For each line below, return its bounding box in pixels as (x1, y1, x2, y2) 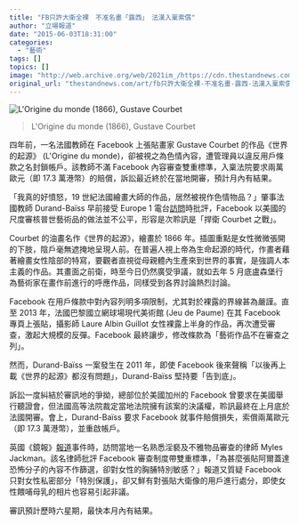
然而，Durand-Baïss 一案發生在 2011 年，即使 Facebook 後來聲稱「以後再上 (9, 359, 287, 370)
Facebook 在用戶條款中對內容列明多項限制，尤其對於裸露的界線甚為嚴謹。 (9, 295, 282, 307)
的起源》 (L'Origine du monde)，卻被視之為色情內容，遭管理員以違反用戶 (9, 150, 277, 161)
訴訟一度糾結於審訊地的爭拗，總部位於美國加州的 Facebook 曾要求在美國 (9, 389, 276, 400)
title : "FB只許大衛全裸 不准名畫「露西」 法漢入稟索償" (9, 12, 196, 22)
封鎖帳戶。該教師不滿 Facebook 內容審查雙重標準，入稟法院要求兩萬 (32, 161, 284, 172)
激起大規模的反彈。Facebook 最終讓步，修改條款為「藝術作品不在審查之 (24, 329, 289, 340)
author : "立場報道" (9, 21, 77, 30)
